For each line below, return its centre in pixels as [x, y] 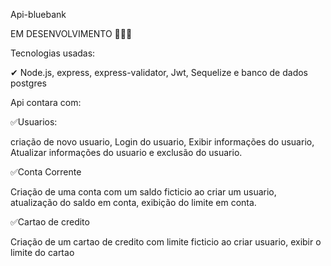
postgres [28, 83]
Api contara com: [46, 102]
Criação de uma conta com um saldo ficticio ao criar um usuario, [143, 192]
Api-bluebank [38, 14]
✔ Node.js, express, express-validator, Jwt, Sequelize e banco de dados [159, 72]
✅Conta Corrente [46, 172]
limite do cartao [42, 252]
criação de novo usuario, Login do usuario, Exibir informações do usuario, [162, 142]
